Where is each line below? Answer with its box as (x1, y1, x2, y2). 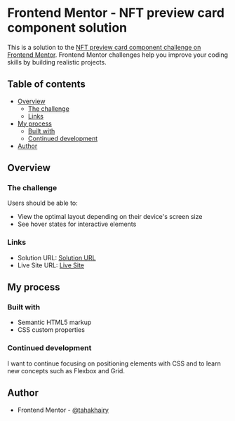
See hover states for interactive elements (17, 220, 137, 229)
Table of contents (7, 79, 86, 91)
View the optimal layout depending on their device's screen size (17, 213, 203, 221)
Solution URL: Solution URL (17, 253, 96, 262)
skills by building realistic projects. (7, 58, 107, 66)
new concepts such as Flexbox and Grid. (7, 366, 125, 375)
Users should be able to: (7, 199, 79, 208)
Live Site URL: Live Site (17, 261, 85, 269)
